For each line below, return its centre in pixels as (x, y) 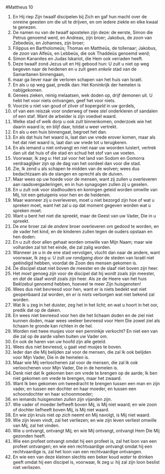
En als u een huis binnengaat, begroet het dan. (60, 132)
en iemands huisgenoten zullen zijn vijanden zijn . (62, 399)
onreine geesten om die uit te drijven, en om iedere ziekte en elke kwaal (85, 22)
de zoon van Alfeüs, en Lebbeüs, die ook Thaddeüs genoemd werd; (81, 53)
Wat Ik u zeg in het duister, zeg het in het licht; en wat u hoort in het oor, (85, 305)
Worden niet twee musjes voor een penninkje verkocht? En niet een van (85, 331)
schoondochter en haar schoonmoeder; (53, 394)
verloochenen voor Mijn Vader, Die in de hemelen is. (65, 368)
